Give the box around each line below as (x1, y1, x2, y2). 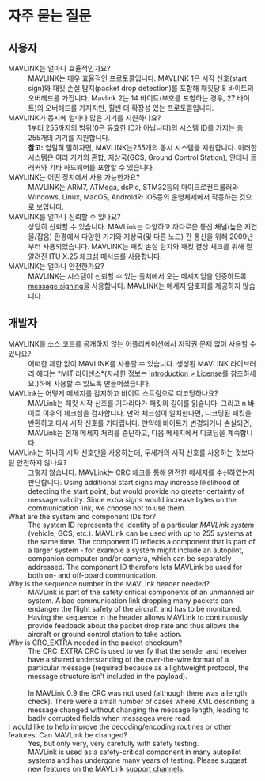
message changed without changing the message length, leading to (28, 705, 249, 715)
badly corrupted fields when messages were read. (28, 713, 192, 722)
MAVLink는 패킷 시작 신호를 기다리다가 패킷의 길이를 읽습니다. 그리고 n (28, 398, 247, 408)
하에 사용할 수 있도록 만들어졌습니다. (39, 378, 151, 388)
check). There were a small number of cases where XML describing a (28, 696, 256, 706)
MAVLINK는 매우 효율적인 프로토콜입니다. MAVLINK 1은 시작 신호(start (28, 74, 248, 83)
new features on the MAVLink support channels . (28, 764, 185, 773)
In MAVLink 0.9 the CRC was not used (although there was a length (28, 688, 248, 697)
